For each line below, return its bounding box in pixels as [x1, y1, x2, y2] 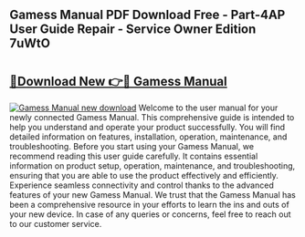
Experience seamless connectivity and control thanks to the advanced [9, 180, 274, 191]
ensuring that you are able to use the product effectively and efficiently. [9, 170, 279, 180]
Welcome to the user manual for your [138, 102, 279, 113]
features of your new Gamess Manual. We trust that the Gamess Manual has [9, 190, 297, 200]
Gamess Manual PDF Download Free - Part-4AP [9, 7, 286, 23]
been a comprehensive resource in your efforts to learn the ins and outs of [9, 200, 289, 210]
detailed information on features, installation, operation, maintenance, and [9, 131, 288, 142]
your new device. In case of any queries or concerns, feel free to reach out [9, 209, 291, 220]
